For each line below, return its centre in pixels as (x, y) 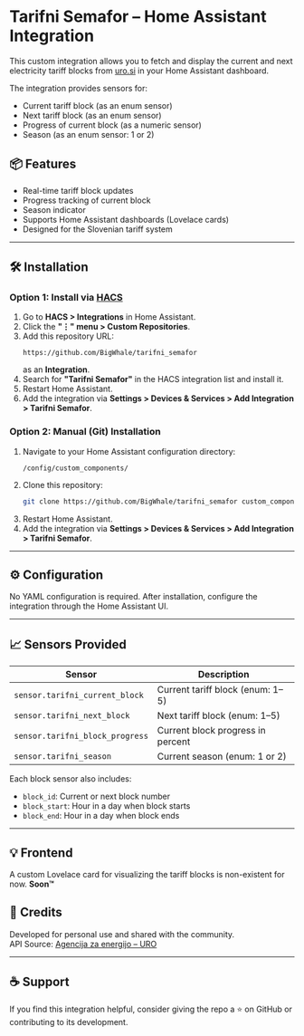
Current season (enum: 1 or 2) (222, 756)
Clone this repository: (62, 484)
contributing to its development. (69, 1022)
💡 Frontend (41, 853)
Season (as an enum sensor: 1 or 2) (88, 134)
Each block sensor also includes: (71, 779)
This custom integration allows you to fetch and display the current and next (151, 61)
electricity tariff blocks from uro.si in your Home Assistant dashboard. (139, 71)
